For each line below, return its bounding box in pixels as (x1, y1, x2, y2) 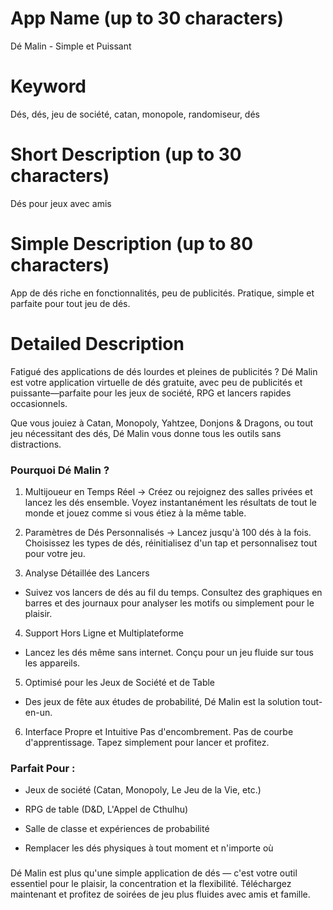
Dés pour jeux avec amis (10, 197, 112, 209)
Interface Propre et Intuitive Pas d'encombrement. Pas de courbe (24, 725, 294, 737)
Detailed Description (10, 332, 185, 355)
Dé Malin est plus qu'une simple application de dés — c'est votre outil (10, 867, 298, 879)
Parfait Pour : (10, 761, 76, 775)
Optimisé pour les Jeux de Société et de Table (24, 676, 216, 688)
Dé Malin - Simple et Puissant (10, 40, 132, 52)
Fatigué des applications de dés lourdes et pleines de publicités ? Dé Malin (10, 365, 318, 377)
